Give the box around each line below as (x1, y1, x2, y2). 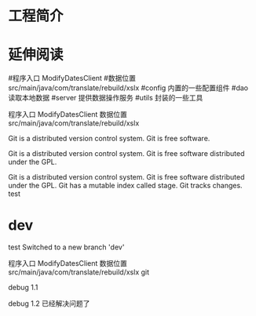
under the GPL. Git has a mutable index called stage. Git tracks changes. (8, 181, 243, 191)
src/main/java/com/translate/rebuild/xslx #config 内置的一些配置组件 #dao (8, 83, 249, 93)
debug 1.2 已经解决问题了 (8, 299, 90, 308)
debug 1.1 (8, 283, 38, 292)
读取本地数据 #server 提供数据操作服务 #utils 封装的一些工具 (8, 93, 203, 103)
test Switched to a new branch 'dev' (8, 242, 125, 252)
